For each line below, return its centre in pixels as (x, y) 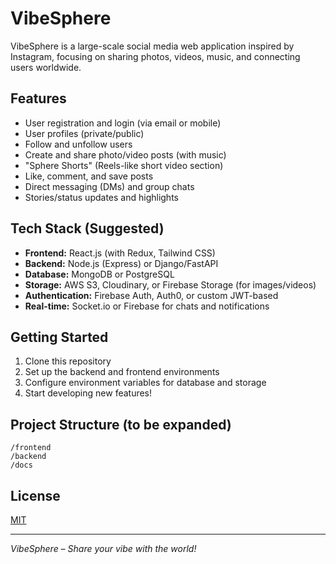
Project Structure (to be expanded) (121, 424)
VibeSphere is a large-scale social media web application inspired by (152, 46)
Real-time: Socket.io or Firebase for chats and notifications (147, 306)
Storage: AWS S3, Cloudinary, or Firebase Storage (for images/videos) (170, 284)
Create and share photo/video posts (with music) (125, 154)
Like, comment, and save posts (89, 176)
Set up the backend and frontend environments (122, 372)
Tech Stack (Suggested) (87, 228)
